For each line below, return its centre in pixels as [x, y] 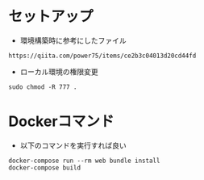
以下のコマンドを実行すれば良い [73, 145]
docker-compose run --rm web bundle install [84, 161]
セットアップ [51, 17]
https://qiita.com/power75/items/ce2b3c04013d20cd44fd [102, 56]
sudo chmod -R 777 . [43, 87]
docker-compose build [45, 167]
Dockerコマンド [61, 121]
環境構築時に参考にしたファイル [73, 40]
